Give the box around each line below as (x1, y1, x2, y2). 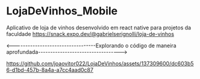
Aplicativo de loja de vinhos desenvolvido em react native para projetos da (6, 24, 192, 31)
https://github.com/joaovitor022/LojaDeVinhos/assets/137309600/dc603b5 (6, 60, 194, 67)
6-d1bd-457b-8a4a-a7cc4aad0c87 (6, 66, 93, 73)
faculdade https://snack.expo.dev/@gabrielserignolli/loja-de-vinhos (6, 30, 175, 37)
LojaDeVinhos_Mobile (6, 4, 118, 18)
